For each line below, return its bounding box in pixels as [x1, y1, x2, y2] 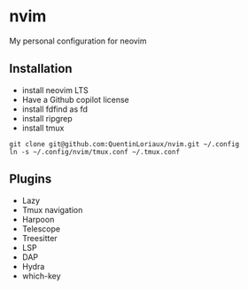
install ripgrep [21, 113, 73, 123]
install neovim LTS [21, 84, 89, 95]
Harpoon [21, 214, 55, 224]
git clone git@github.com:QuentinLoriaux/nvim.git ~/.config [9, 139, 240, 148]
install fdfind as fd [21, 104, 89, 114]
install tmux [21, 122, 65, 133]
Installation [9, 61, 73, 76]
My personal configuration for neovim [9, 35, 148, 46]
